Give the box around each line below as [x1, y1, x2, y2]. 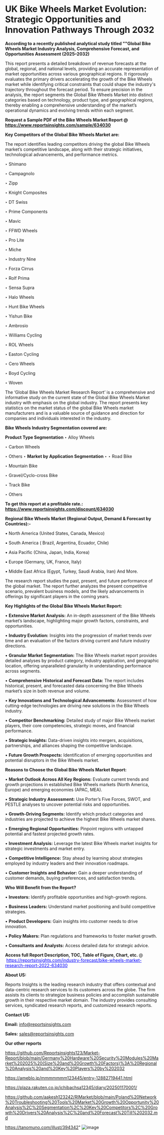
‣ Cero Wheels [5, 361, 35, 367]
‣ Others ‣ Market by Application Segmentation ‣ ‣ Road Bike [5, 453, 132, 459]
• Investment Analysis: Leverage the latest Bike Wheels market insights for [5, 840, 158, 846]
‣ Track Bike [5, 482, 30, 488]
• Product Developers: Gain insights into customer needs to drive [5, 918, 138, 924]
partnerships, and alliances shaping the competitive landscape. [5, 742, 133, 748]
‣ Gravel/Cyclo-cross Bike [5, 472, 58, 478]
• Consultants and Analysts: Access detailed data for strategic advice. [5, 942, 149, 948]
